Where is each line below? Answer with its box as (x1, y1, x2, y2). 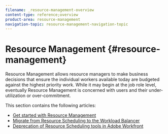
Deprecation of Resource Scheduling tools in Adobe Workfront (12, 123, 144, 129)
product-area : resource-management (5, 17, 81, 22)
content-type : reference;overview (5, 12, 79, 17)
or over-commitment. (26, 92, 71, 99)
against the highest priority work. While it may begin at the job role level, (5, 82, 156, 88)
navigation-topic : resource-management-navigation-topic (5, 21, 128, 27)
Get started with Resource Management (12, 112, 96, 118)
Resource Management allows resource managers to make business (5, 71, 148, 77)
